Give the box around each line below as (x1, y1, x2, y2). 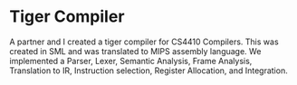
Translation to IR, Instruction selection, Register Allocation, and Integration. (9, 65, 288, 76)
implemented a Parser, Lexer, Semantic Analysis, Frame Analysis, (9, 55, 253, 66)
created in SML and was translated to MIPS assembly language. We (9, 45, 262, 56)
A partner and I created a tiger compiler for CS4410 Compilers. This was (9, 36, 279, 47)
